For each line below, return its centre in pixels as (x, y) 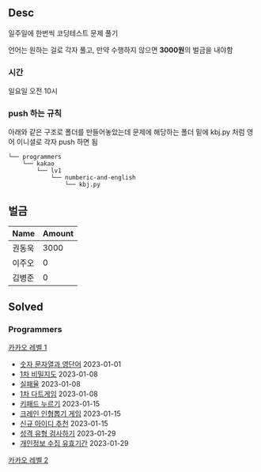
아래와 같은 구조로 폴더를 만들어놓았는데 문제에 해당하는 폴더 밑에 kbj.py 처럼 (127, 132)
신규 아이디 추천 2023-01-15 (64, 423)
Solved (26, 306)
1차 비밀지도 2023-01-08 (59, 374)
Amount (58, 234)
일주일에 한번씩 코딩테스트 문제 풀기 (63, 33)
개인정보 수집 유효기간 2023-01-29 (74, 443)
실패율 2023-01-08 (50, 383)
